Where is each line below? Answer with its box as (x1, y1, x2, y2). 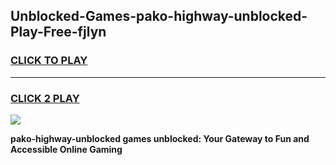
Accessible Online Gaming (10, 143, 123, 155)
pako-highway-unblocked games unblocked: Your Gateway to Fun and (10, 132, 310, 144)
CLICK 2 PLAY (10, 91, 80, 105)
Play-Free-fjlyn (10, 24, 107, 41)
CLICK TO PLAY (10, 54, 88, 68)
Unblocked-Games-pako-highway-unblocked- (10, 8, 308, 25)
